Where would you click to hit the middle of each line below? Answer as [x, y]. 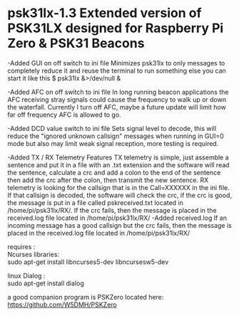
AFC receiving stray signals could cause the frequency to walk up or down [117, 99]
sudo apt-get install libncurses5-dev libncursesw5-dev [88, 262]
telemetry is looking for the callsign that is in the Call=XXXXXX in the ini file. [118, 187]
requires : [21, 246]
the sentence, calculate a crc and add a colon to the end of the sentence [114, 172]
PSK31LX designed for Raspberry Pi [116, 28]
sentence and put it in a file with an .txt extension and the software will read [118, 164]
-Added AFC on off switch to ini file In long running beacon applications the [118, 92]
